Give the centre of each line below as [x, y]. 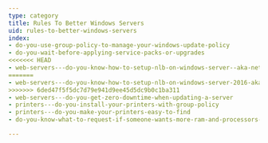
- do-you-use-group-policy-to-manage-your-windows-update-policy [119, 46]
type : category [33, 16]
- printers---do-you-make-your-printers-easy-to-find [100, 113]
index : [19, 38]
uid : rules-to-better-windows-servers [73, 30]
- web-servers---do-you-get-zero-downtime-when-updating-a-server [121, 97]
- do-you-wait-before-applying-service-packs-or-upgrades [106, 53]
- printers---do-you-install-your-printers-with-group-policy [114, 105]
